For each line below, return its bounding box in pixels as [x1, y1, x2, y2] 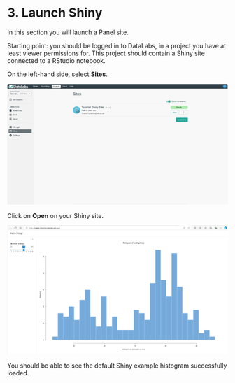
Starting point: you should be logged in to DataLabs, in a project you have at [7, 41, 226, 50]
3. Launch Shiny [7, 5, 103, 21]
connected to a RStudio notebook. [7, 56, 106, 64]
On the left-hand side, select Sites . [7, 70, 108, 78]
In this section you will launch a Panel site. [7, 28, 129, 36]
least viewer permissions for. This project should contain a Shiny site [7, 49, 205, 57]
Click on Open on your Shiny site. [7, 212, 104, 220]
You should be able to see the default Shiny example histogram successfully [7, 361, 227, 370]
